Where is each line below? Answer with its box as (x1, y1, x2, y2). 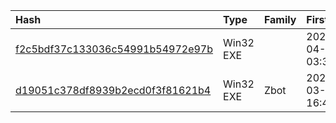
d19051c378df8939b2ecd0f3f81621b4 (15, 84, 212, 97)
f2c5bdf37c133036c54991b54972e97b (15, 42, 214, 56)
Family (263, 13, 297, 26)
